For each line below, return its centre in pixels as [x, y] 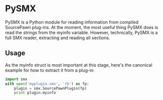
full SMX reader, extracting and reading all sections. [58, 38]
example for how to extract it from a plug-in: [50, 70]
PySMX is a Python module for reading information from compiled [72, 22]
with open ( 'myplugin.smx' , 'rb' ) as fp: [47, 84]
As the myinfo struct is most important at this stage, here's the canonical [79, 65]
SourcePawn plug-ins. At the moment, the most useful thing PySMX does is [82, 27]
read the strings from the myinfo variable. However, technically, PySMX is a [81, 32]
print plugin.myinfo [35, 93]
